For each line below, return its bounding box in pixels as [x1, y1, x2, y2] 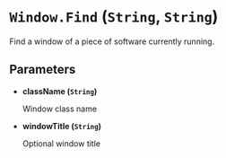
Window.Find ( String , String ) [9, 6, 219, 27]
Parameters [9, 62, 76, 77]
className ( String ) [22, 85, 98, 96]
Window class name [22, 103, 97, 114]
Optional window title [22, 137, 101, 149]
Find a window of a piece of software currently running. [9, 36, 215, 47]
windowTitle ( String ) [22, 120, 101, 131]
